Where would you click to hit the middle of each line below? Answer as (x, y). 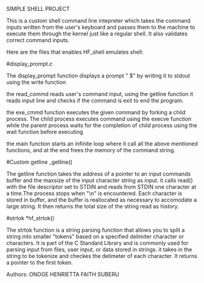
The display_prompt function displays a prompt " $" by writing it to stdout (98, 75)
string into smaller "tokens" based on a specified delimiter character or (95, 237)
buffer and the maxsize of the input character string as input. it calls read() (100, 180)
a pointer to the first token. (40, 263)
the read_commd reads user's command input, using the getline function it (100, 94)
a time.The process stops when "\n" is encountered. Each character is (94, 193)
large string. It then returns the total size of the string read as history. (93, 206)
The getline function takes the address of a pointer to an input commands (99, 174)
